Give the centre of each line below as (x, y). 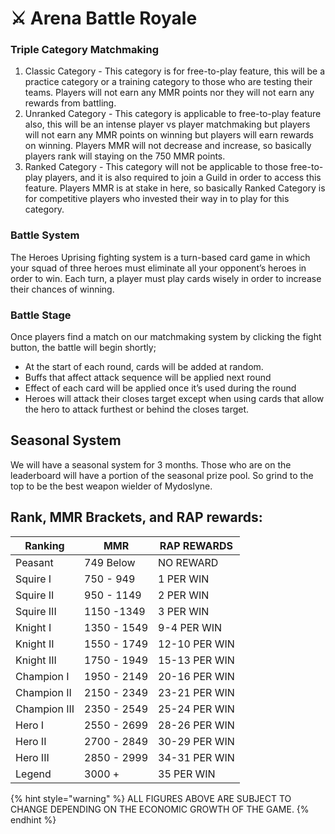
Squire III (36, 611)
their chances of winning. (62, 289)
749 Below (110, 562)
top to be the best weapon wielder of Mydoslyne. (111, 486)
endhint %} (33, 819)
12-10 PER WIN (196, 644)
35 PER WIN (187, 774)
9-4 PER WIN (190, 627)
